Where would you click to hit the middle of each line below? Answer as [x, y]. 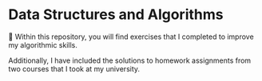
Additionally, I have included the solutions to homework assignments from [130, 60]
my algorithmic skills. [43, 44]
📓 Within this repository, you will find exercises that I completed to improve [131, 37]
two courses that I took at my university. [74, 68]
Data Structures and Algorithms [116, 15]
